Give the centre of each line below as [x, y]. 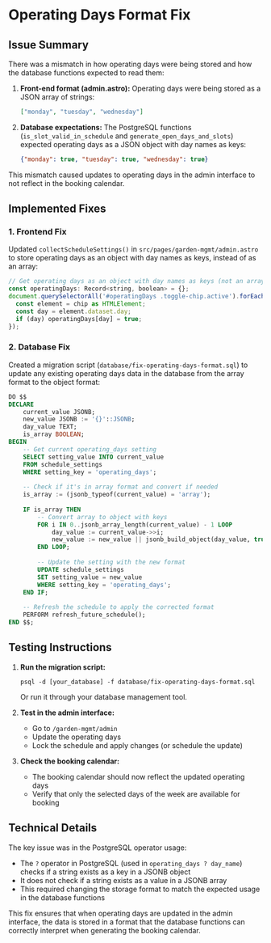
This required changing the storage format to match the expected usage [140, 889]
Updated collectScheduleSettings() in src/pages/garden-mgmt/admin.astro [133, 249]
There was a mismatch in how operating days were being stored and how [130, 64]
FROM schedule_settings [63, 464]
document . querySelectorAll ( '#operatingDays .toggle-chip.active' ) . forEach [137, 297]
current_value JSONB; [59, 412]
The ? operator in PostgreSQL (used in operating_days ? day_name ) [131, 863]
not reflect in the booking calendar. [67, 183]
